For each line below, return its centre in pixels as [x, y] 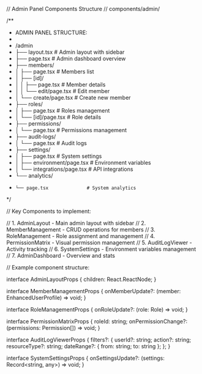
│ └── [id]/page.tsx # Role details [58, 117]
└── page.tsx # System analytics [76, 188]
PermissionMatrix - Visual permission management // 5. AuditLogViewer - [99, 242]
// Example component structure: [48, 267]
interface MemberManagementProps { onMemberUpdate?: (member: [94, 291]
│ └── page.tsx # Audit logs [51, 143]
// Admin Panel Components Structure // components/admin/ [83, 9]
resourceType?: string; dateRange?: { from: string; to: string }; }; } [88, 346]
